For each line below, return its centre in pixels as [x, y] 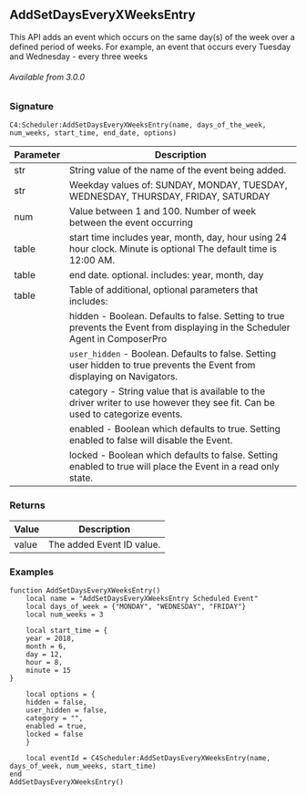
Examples [32, 572]
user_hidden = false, [66, 710]
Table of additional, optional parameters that [163, 290]
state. [81, 478]
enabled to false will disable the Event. [151, 440]
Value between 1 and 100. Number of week [163, 212]
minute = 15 [48, 670]
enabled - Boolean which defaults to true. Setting [174, 429]
